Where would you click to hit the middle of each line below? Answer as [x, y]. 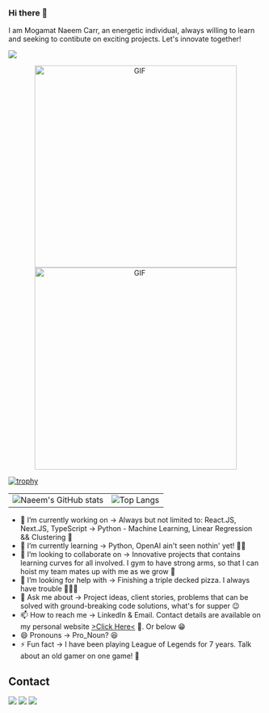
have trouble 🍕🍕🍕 [49, 589]
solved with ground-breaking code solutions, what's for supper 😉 [130, 606]
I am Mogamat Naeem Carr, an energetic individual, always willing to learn [132, 31]
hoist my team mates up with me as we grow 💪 [98, 572]
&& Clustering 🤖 [46, 538]
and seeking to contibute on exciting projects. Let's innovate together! [125, 39]
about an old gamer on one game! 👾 [80, 656]
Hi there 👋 [28, 13]
